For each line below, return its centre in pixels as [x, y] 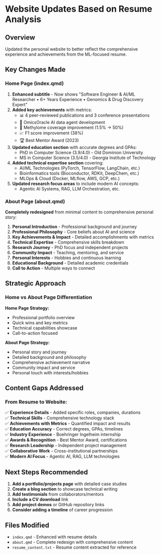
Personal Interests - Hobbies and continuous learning [67, 258]
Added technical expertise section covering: [58, 163]
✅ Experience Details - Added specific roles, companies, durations [73, 412]
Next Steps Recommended [47, 472]
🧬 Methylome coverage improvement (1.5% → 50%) [71, 127]
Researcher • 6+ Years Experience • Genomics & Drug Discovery [78, 99]
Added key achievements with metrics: [52, 110]
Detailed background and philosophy [49, 357]
